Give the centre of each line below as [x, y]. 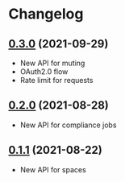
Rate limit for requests [56, 80]
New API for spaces [53, 169]
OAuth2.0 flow [44, 72]
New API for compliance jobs [68, 125]
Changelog [46, 14]
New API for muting [52, 63]
